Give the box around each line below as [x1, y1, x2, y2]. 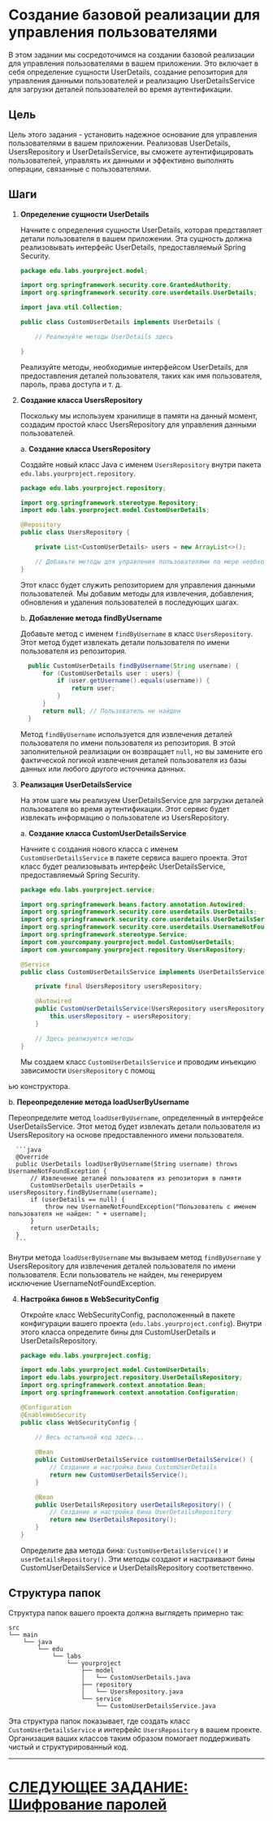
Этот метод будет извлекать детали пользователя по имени [19, 637, 230, 647]
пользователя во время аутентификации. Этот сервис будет [19, 804, 230, 813]
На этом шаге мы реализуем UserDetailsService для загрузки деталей [19, 795, 264, 805]
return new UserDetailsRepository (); [50, 1515, 177, 1524]
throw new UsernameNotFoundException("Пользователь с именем [44, 1203, 256, 1211]
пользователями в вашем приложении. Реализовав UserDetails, [8, 138, 231, 148]
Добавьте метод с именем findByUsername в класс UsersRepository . [19, 628, 253, 639]
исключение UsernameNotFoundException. [8, 1278, 157, 1288]
